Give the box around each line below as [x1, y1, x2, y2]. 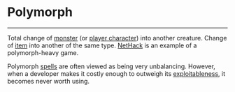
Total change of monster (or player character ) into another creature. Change [7, 33, 227, 42]
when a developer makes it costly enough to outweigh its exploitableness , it [7, 69, 226, 77]
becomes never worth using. [7, 77, 90, 85]
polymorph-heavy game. [7, 48, 79, 56]
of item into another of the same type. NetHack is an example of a [7, 41, 197, 49]
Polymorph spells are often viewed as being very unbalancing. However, [7, 62, 215, 70]
